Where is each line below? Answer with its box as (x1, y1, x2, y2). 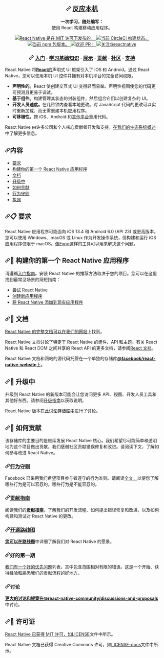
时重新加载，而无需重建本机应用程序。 (12, 108, 89, 114)
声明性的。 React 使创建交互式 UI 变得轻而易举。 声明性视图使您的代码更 (12, 83, 156, 89)
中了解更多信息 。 (5, 130, 40, 136)
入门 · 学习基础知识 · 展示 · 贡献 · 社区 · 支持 (35, 54, 135, 61)
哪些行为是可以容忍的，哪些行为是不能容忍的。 (5, 481, 99, 487)
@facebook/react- (117, 355, 156, 361)
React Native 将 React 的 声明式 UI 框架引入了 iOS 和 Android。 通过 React (5, 67, 150, 72)
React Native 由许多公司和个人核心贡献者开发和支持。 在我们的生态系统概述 (5, 124, 156, 130)
